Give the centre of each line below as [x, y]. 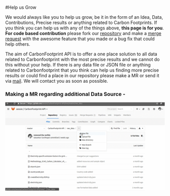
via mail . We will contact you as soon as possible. [57, 81]
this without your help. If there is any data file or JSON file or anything [78, 65]
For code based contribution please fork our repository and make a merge [83, 33]
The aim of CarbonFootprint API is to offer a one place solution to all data [81, 54]
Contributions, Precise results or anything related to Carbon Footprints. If [81, 23]
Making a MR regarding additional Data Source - [65, 94]
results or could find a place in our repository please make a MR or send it [82, 75]
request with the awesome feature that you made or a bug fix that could [80, 39]
